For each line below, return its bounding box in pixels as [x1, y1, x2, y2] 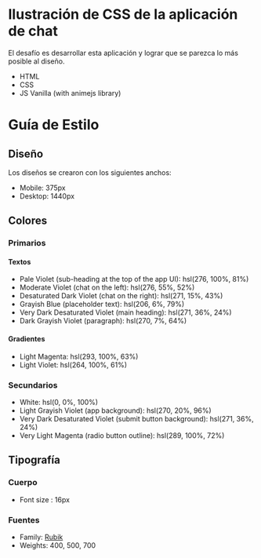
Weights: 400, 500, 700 [19, 540, 96, 550]
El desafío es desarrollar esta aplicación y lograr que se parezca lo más [8, 48, 239, 57]
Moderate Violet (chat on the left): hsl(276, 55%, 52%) [19, 283, 195, 292]
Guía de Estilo [8, 116, 100, 134]
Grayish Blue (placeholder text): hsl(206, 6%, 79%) [19, 300, 185, 309]
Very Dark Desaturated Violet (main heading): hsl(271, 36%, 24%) [19, 308, 233, 317]
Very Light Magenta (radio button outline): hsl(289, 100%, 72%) [19, 430, 225, 440]
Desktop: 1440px [19, 191, 75, 201]
